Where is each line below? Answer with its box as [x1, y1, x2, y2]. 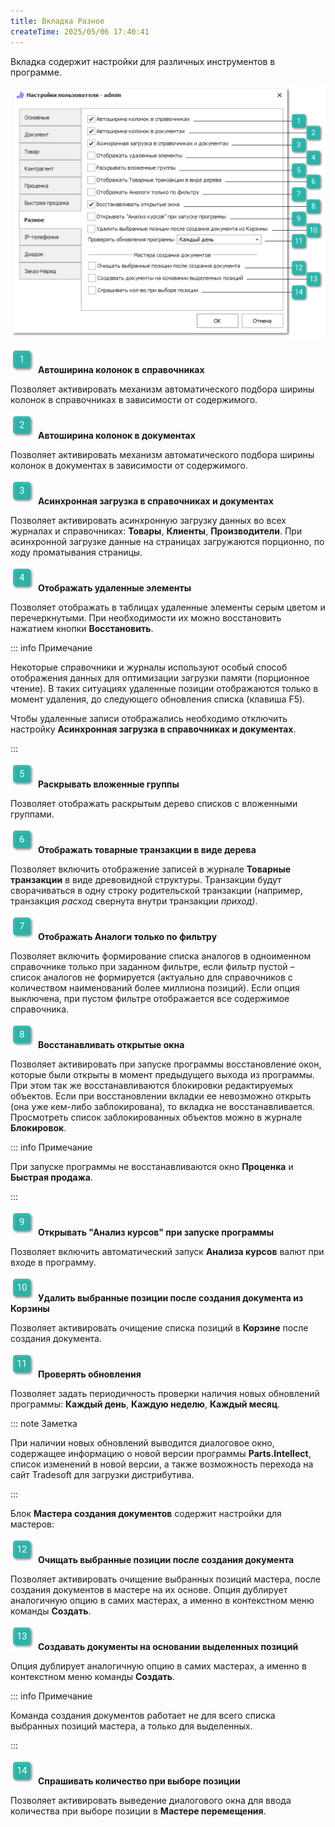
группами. [10, 808, 55, 820]
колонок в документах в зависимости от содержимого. [10, 459, 248, 471]
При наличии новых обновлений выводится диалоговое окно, [10, 1436, 275, 1449]
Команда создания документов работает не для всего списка [10, 1709, 276, 1721]
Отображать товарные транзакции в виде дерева [37, 843, 257, 855]
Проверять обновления [37, 1368, 142, 1380]
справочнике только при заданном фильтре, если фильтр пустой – [10, 960, 295, 972]
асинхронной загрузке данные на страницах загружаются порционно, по [10, 535, 325, 547]
